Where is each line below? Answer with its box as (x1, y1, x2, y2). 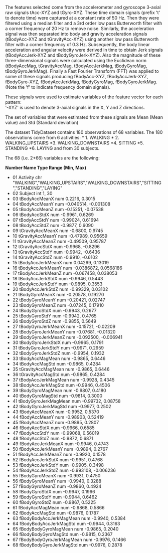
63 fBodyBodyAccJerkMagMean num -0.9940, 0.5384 (12, 515, 126, 521)
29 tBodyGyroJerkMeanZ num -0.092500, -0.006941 (12, 334, 123, 340)
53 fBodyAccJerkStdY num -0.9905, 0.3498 (12, 462, 104, 468)
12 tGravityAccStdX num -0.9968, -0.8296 (12, 244, 100, 250)
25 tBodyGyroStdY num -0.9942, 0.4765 (12, 313, 97, 319)
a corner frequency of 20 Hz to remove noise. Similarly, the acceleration (5, 26, 154, 32)
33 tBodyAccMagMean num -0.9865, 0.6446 (12, 355, 106, 361)
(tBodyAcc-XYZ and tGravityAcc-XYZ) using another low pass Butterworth (5, 36, 159, 42)
